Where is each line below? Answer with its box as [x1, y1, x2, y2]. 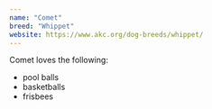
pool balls [22, 72, 60, 83]
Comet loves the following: [9, 55, 108, 66]
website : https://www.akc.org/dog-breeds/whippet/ [9, 30, 204, 39]
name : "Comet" [9, 13, 63, 23]
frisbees [22, 91, 54, 102]
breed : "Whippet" [9, 22, 75, 31]
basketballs [22, 82, 66, 93]
